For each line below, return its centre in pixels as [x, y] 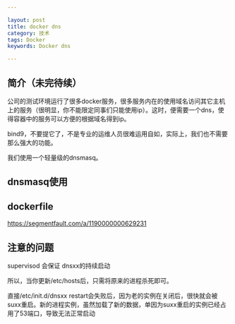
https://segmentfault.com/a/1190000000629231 [77, 224]
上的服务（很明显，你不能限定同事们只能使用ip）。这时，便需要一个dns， [113, 109]
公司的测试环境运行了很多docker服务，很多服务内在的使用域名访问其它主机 [116, 101]
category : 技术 [29, 33]
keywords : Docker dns [39, 47]
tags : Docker [26, 40]
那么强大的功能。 [32, 143]
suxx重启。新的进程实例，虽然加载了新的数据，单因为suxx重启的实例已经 [114, 304]
